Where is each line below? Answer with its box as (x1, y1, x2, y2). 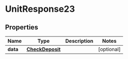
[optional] (98, 46, 121, 53)
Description (65, 38, 94, 44)
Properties (5, 23, 38, 31)
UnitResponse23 (5, 3, 75, 15)
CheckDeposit (26, 46, 61, 53)
